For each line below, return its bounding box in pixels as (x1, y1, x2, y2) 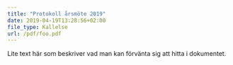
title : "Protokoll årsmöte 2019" (7, 10, 106, 18)
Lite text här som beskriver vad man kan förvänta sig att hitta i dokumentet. (7, 49, 227, 58)
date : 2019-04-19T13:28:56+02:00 (7, 17, 106, 24)
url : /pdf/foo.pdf (7, 30, 62, 37)
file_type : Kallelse (7, 23, 69, 30)
